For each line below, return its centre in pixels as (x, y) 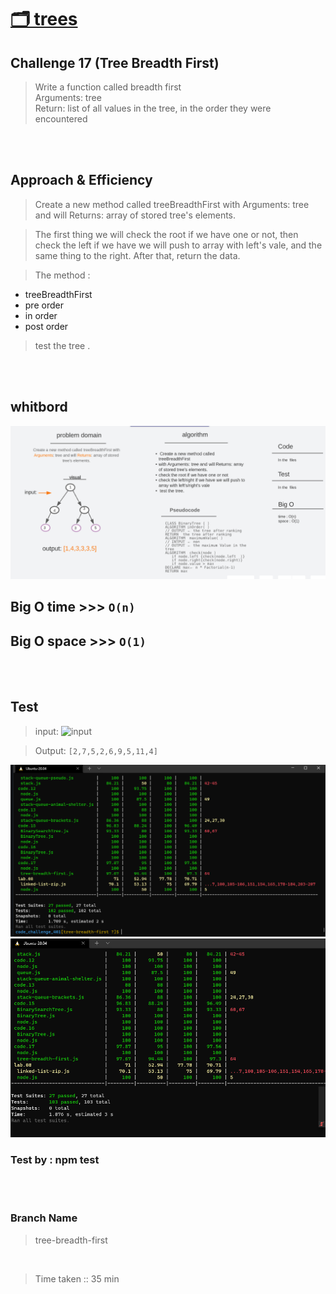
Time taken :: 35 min (77, 1278)
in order (41, 315)
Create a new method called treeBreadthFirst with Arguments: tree (172, 204)
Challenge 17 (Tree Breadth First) (115, 62)
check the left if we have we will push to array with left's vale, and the (178, 245)
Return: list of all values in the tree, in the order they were (153, 108)
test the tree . (62, 345)
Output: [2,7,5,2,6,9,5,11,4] (96, 750)
